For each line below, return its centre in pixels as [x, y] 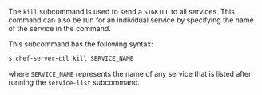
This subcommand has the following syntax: [81, 44]
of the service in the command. [60, 28]
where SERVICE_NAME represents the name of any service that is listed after [130, 73]
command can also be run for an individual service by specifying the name [131, 20]
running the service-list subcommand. [74, 82]
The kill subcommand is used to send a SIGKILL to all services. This [122, 12]
